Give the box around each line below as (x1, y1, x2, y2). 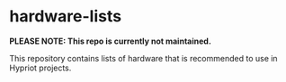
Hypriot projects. (9, 62, 72, 73)
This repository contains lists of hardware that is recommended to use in (9, 53, 278, 63)
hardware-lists (9, 6, 122, 27)
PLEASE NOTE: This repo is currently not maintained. (9, 36, 211, 46)
